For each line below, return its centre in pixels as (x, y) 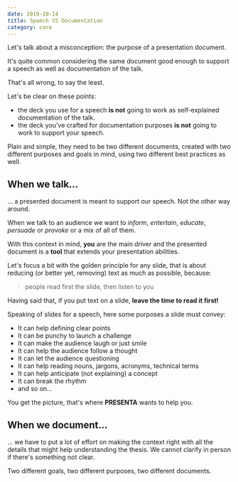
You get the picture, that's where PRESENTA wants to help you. (100, 402)
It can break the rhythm (52, 381)
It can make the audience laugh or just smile (82, 343)
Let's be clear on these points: (52, 96)
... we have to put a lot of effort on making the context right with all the (110, 442)
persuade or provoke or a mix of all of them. (72, 230)
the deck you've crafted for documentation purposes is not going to (117, 125)
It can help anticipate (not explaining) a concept (87, 374)
